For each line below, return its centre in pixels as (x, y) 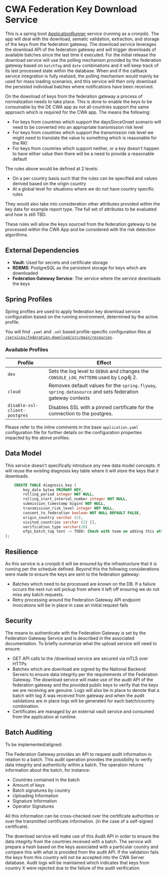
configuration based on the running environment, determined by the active (82, 317)
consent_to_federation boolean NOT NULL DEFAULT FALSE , (82, 513)
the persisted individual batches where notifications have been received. (80, 86)
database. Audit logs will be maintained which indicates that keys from (77, 863)
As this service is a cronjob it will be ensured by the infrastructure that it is (81, 563)
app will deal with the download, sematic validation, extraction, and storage (82, 39)
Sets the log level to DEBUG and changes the (99, 371)
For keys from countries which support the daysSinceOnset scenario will (87, 122)
